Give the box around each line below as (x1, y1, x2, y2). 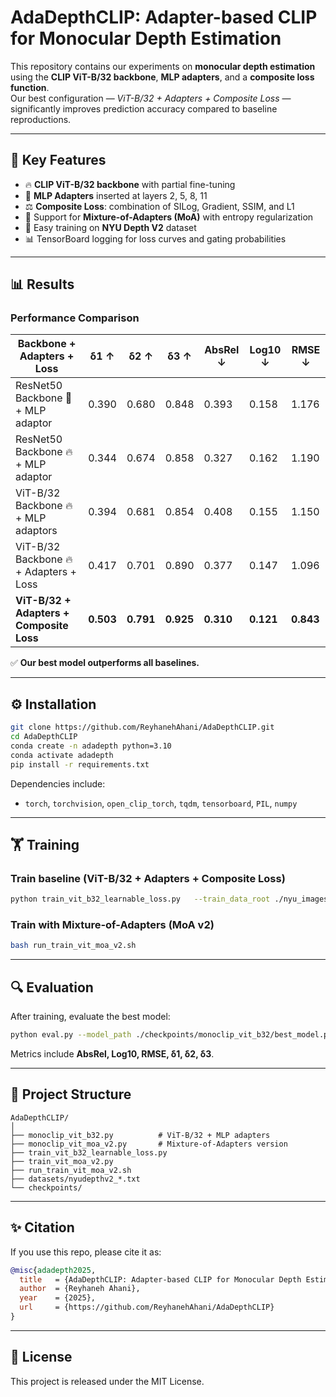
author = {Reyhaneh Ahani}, (19, 1284, 141, 1294)
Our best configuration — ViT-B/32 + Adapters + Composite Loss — (10, 92, 292, 104)
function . (10, 81, 50, 93)
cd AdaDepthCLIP (10, 732, 78, 742)
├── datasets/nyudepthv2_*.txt (10, 1174, 141, 1184)
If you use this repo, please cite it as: (10, 1246, 162, 1258)
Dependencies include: (10, 777, 106, 790)
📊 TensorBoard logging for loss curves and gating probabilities (24, 232, 287, 245)
